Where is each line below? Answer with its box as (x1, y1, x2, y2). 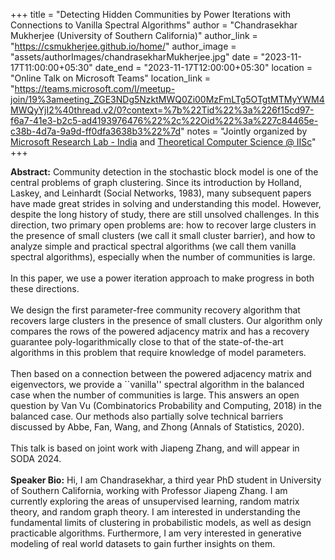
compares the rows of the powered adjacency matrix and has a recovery (10, 325, 310, 337)
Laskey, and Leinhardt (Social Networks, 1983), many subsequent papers (10, 187, 312, 199)
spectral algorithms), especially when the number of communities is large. (10, 251, 316, 263)
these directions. (10, 283, 80, 294)
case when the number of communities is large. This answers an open (10, 389, 300, 401)
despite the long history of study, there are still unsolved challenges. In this (10, 209, 320, 220)
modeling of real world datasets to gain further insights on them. (10, 538, 276, 549)
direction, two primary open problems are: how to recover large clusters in (10, 219, 317, 231)
